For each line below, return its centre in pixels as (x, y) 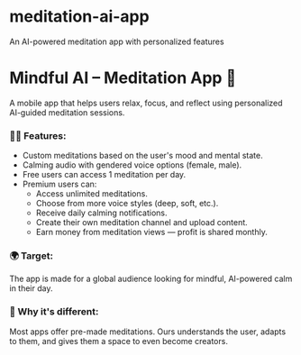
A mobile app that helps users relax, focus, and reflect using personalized (146, 103)
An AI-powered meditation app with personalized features (117, 41)
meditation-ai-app (80, 17)
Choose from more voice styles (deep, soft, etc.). (127, 204)
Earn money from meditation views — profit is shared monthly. (151, 232)
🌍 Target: (32, 256)
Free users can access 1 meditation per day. (104, 175)
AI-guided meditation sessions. (67, 112)
